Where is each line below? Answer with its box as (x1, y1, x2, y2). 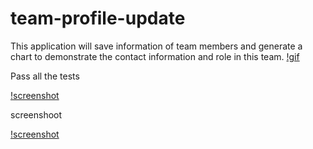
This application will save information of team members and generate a (10, 40, 303, 52)
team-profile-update (10, 7, 186, 30)
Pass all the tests (10, 70, 80, 82)
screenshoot (10, 108, 63, 121)
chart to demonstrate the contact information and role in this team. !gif (10, 50, 300, 62)
